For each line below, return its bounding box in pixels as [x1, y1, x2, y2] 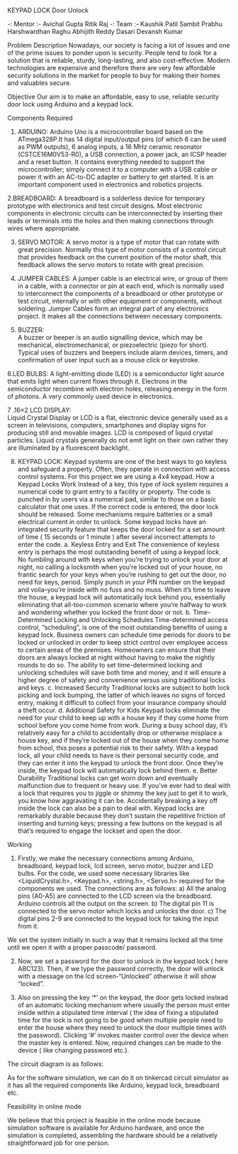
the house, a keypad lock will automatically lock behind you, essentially [17, 593, 226, 601]
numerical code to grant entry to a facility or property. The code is [17, 487, 211, 496]
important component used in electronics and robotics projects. [17, 180, 204, 189]
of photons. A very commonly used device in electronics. [7, 392, 174, 400]
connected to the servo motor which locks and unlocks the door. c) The [17, 907, 227, 915]
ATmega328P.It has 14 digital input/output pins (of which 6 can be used [17, 135, 227, 143]
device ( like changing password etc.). [17, 1046, 130, 1054]
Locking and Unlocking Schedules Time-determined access [53, 616, 229, 623]
